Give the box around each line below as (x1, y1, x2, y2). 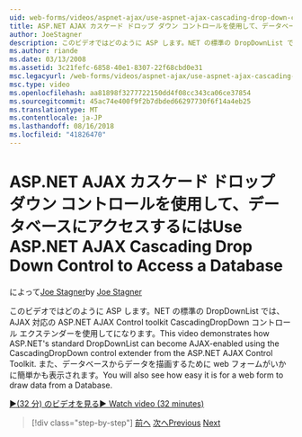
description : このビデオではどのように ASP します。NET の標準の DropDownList (9, 38, 284, 48)
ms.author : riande (9, 47, 78, 56)
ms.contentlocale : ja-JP (9, 113, 102, 122)
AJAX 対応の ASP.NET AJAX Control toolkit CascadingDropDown (9, 317, 250, 327)
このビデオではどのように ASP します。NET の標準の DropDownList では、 (9, 305, 285, 316)
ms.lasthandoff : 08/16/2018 (9, 122, 115, 131)
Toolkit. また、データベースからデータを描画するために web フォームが (9, 358, 271, 369)
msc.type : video (9, 80, 70, 89)
